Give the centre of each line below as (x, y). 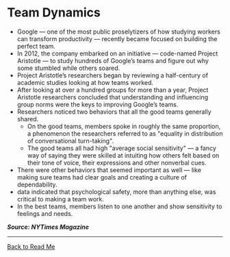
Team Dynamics (54, 13)
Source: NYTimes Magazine (48, 227)
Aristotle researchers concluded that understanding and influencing (113, 97)
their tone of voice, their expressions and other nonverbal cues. (117, 162)
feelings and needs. (45, 213)
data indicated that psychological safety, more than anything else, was (116, 192)
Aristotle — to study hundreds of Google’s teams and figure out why (113, 60)
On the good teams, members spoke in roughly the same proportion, (124, 126)
